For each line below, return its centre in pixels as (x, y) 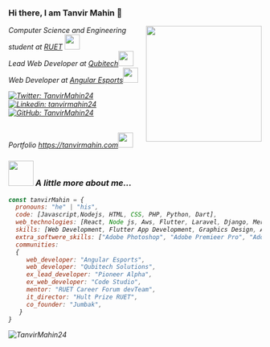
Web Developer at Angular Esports (66, 81)
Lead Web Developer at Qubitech (63, 64)
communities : (37, 245)
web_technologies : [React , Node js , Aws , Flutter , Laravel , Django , (133, 222)
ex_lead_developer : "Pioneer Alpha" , (89, 275)
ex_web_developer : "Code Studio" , (84, 282)
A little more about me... (84, 183)
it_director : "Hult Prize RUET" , (82, 297)
